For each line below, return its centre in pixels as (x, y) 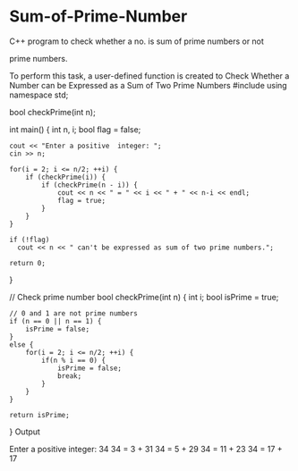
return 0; (28, 263)
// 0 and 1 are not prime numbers (74, 313)
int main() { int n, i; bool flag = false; (75, 129)
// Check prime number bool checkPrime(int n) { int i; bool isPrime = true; (144, 297)
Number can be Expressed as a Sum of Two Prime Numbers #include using (149, 85)
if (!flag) (30, 240)
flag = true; (81, 200)
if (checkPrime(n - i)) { (90, 185)
